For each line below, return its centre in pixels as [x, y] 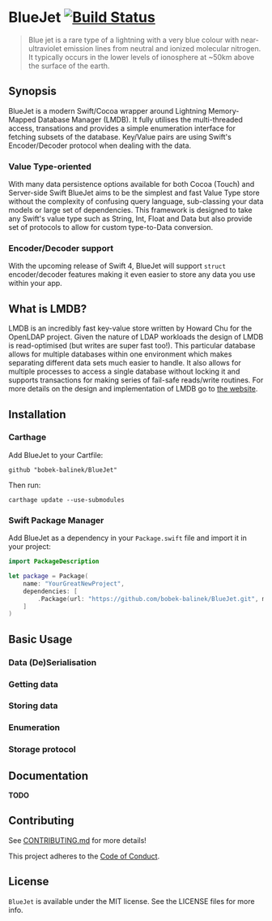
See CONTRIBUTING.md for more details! [78, 840]
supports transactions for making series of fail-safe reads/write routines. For [136, 380]
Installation [37, 414]
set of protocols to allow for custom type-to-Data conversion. [111, 227]
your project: [30, 547]
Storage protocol [42, 750]
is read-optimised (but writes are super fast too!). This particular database [132, 346]
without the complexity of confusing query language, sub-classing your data [136, 201]
